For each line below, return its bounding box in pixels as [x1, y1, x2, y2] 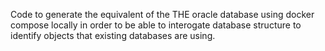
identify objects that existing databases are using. [10, 30, 216, 41]
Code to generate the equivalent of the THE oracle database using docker [10, 9, 315, 20]
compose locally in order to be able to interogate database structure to [10, 19, 302, 31]
